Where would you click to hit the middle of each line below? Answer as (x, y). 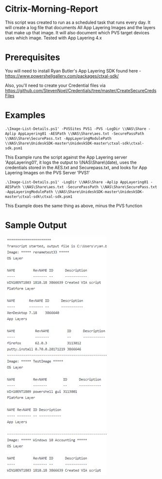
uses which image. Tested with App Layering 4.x (53, 38)
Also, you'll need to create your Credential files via (55, 85)
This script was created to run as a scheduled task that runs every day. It (78, 22)
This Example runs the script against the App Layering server (66, 157)
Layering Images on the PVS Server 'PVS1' (48, 173)
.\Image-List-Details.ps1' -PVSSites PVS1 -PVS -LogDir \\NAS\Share (76, 129)
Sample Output (36, 225)
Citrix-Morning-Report (52, 9)
